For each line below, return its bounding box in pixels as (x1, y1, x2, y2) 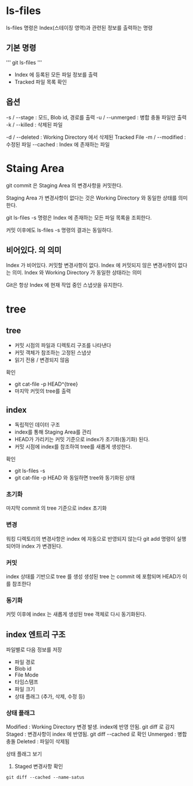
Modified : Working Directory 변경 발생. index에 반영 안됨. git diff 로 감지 (6, 723, 175, 730)
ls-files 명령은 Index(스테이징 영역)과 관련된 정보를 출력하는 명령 (6, 24, 153, 31)
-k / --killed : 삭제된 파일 (6, 121, 63, 128)
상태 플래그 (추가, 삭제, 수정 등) (14, 693, 86, 700)
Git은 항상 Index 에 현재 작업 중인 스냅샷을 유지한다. (6, 282, 124, 289)
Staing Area (6, 162, 65, 175)
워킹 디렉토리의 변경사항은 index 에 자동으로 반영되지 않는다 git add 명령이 (6, 535, 176, 542)
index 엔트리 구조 (6, 629, 66, 639)
